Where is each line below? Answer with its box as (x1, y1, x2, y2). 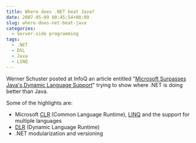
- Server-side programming (11, 31, 79, 37)
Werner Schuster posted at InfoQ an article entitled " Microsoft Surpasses (6, 75, 186, 82)
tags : (6, 36, 20, 42)
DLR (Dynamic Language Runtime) (14, 123, 100, 130)
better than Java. (6, 88, 48, 95)
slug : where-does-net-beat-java (6, 20, 87, 26)
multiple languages (14, 117, 62, 124)
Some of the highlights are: (6, 99, 73, 106)
